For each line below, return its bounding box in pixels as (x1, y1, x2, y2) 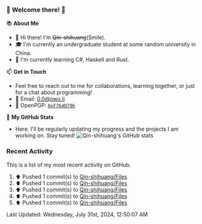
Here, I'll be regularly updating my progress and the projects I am (15, 125, 179, 133)
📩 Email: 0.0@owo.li (15, 95, 65, 103)
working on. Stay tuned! (15, 132, 75, 139)
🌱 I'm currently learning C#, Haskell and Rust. (15, 56, 130, 63)
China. (15, 49, 32, 57)
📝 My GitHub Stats (6, 114, 54, 121)
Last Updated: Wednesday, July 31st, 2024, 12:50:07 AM (6, 211, 148, 218)
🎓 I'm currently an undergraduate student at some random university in (15, 41, 197, 48)
